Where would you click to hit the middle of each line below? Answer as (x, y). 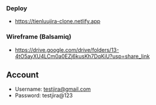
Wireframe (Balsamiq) (39, 37)
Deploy (17, 8)
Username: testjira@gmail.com (53, 89)
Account (22, 75)
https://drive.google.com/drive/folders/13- (67, 50)
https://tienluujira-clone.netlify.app (57, 21)
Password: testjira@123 (44, 95)
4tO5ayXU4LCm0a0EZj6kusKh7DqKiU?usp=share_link (82, 56)
